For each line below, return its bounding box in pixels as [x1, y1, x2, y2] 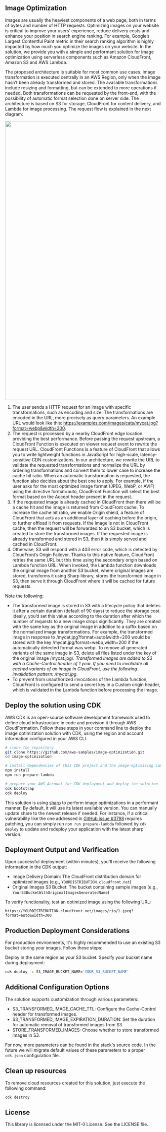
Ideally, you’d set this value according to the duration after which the [12, 613, 152, 619]
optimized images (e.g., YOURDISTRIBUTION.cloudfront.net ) [12, 879, 132, 885]
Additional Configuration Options [5, 983, 110, 992]
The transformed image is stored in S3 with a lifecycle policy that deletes [12, 602, 161, 608]
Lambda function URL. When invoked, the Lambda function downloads [12, 562, 157, 568]
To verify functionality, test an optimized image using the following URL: [5, 899, 152, 905]
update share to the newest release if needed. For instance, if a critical [5, 810, 149, 816]
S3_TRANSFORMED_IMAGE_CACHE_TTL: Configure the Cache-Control [12, 1006, 157, 1011]
